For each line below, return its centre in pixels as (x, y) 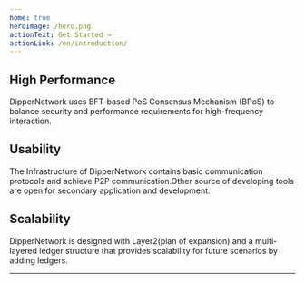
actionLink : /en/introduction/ (69, 43)
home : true (30, 18)
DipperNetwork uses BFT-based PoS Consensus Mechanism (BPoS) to (142, 102)
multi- (266, 240)
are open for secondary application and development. (110, 190)
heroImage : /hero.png (50, 26)
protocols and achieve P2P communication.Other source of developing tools (152, 181)
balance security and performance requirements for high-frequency (137, 112)
